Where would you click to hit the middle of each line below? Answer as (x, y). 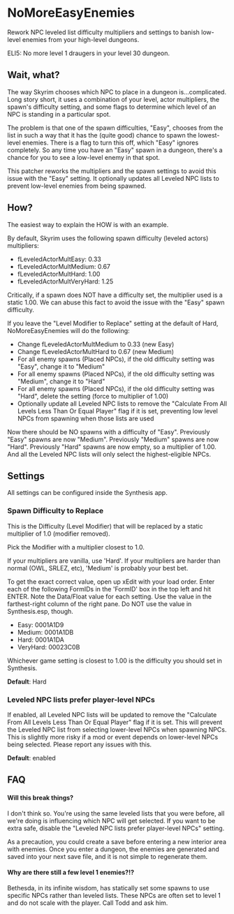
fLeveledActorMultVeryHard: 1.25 (65, 281)
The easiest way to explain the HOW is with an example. (88, 224)
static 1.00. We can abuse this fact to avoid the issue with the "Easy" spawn (116, 302)
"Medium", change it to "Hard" (61, 381)
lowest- (209, 135)
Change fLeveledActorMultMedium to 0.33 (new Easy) (96, 344)
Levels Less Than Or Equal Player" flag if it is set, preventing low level (117, 411)
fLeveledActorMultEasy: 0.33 (59, 259)
